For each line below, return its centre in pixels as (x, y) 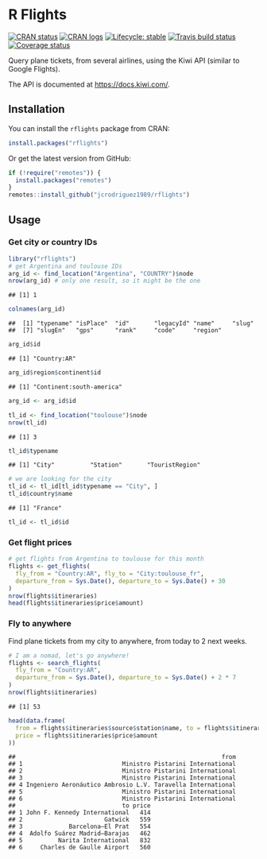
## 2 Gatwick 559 (79, 820)
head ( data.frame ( (37, 721)
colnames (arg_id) (37, 309)
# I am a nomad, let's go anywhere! (69, 656)
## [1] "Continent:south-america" (66, 387)
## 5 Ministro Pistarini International (122, 792)
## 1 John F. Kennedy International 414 (79, 813)
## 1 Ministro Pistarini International (122, 764)
